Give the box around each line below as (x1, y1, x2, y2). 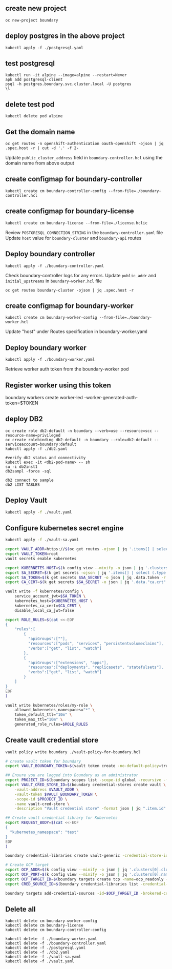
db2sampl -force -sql (5, 468, 52, 473)
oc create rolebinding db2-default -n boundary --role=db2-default (5, 437, 153, 442)
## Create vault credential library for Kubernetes (5, 815, 118, 820)
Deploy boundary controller (5, 250, 96, 258)
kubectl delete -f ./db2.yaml (5, 950, 70, 955)
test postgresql (5, 59, 55, 68)
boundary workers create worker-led (5, 394, 83, 400)
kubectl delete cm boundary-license (5, 923, 83, 928)
